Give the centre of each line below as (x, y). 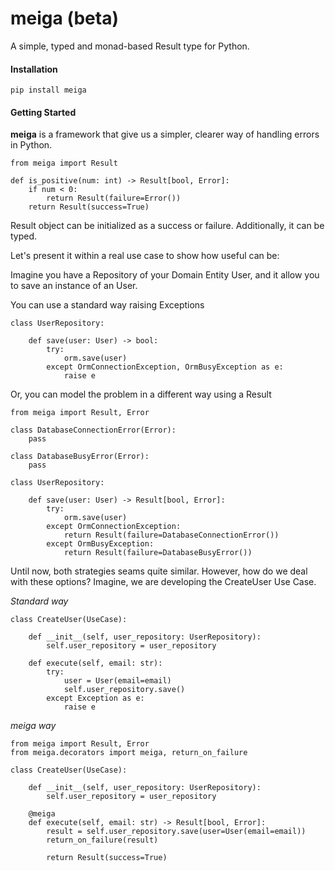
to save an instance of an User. (74, 286)
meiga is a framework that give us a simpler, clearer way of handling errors (165, 134)
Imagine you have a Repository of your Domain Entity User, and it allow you (165, 275)
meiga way (33, 726)
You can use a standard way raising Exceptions (107, 305)
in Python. (31, 145)
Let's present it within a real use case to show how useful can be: (145, 256)
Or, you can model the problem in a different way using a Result (141, 394)
